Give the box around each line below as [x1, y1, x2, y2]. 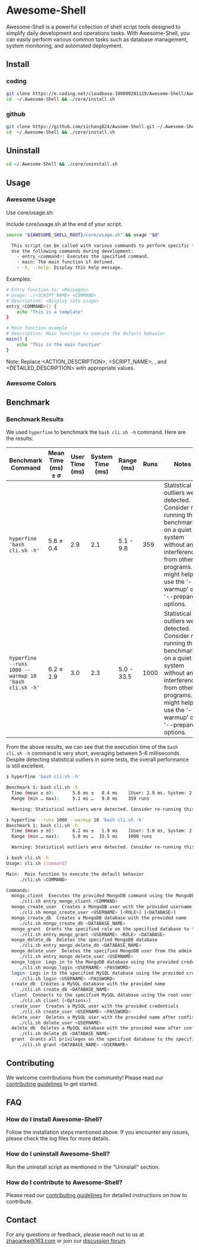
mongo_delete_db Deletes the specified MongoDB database [11, 937, 158, 943]
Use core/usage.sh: [6, 209, 54, 216]
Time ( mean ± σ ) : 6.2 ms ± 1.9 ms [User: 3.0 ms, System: [11, 828, 187, 834]
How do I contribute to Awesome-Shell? [6, 1178, 123, 1187]
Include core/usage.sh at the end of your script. [6, 220, 123, 227]
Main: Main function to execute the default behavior [6, 871, 145, 877]
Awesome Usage [6, 195, 56, 203]
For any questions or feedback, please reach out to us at [6, 1230, 144, 1238]
